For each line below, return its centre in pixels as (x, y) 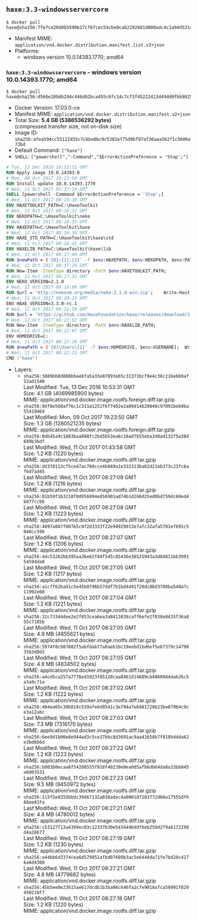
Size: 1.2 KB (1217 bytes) (52, 574)
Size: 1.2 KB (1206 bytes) (53, 543)
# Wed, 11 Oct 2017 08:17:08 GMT (47, 255)
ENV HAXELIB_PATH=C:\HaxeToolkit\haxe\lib (59, 249)
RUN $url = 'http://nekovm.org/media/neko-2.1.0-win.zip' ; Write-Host (98, 293)
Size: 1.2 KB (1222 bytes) (53, 694)
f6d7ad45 (34, 471)
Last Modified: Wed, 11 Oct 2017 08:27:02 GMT (80, 688)
